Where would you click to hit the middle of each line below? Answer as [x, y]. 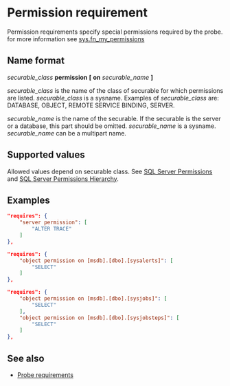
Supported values [46, 155]
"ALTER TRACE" [52, 229]
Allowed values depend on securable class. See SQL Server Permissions [110, 171]
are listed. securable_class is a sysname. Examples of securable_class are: [113, 98]
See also [26, 358]
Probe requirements [45, 375]
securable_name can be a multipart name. [67, 133]
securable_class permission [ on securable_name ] [80, 77]
